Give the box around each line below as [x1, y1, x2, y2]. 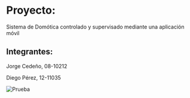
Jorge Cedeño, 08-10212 [6, 62, 68, 69]
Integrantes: [6, 47, 53, 57]
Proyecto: [6, 4, 56, 17]
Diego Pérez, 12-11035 [6, 74, 62, 81]
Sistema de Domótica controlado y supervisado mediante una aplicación [6, 23, 185, 30]
